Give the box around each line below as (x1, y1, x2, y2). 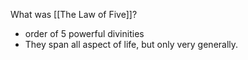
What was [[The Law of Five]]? (10, 9, 138, 20)
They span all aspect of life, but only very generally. (24, 39, 239, 50)
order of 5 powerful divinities (24, 28, 145, 39)
